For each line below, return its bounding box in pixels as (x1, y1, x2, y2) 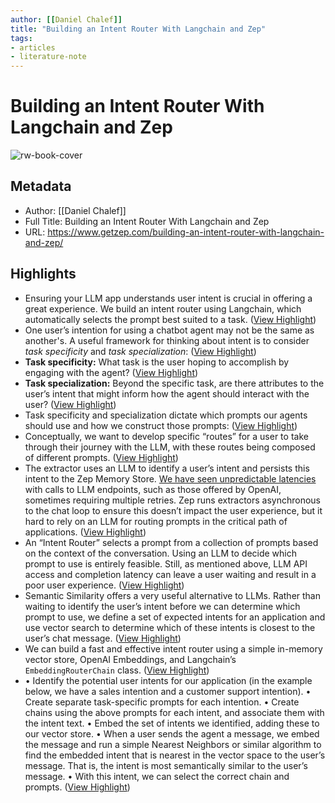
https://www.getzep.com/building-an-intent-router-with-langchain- (47, 226, 325, 238)
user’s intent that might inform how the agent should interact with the (24, 387, 310, 400)
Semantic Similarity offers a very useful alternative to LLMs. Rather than (24, 589, 321, 601)
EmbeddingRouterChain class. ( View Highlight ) (24, 664, 210, 676)
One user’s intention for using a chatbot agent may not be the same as (24, 324, 315, 336)
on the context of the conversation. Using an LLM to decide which (24, 547, 298, 559)
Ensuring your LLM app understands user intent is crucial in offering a (24, 292, 313, 304)
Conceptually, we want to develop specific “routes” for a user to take (24, 430, 309, 442)
